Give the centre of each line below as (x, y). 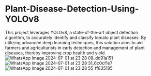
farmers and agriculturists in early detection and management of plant (75, 48)
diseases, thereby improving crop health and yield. (56, 53)
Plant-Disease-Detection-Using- (72, 9)
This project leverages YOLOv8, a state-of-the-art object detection (72, 32)
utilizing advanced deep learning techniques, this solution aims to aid (74, 42)
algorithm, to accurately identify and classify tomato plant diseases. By (76, 38)
